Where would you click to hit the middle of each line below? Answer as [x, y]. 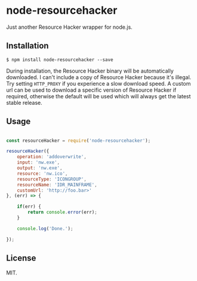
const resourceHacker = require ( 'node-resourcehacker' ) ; [79, 140]
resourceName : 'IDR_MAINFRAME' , [57, 185]
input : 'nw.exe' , [39, 162]
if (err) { [29, 207]
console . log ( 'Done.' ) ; [45, 228]
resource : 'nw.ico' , [42, 173]
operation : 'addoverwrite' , [52, 157]
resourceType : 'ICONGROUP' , [52, 179]
